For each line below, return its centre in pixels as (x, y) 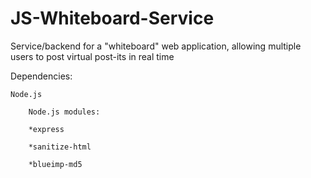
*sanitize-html (60, 147)
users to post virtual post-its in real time (92, 56)
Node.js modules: (64, 112)
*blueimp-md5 (55, 164)
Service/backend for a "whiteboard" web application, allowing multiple (156, 46)
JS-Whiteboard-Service (112, 18)
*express (46, 129)
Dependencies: (41, 76)
